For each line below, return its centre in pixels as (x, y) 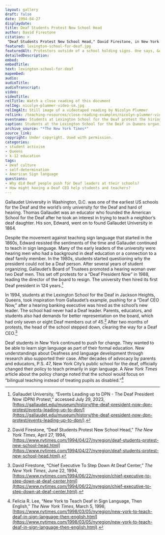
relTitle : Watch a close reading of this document (58, 101)
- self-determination (27, 170)
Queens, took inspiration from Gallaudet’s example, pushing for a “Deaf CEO (82, 300)
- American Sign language (31, 174)
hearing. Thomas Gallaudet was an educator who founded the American (78, 212)
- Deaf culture (21, 165)
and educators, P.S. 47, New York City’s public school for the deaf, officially (81, 363)
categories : (17, 142)
